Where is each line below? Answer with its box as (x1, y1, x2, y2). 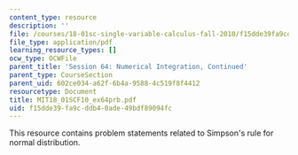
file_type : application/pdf (9, 37, 114, 47)
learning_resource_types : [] (9, 46, 117, 55)
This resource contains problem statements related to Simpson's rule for (9, 128, 274, 138)
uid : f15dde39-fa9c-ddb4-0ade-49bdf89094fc (9, 104, 173, 112)
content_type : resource (9, 12, 98, 22)
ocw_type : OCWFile (9, 54, 77, 63)
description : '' (9, 21, 69, 30)
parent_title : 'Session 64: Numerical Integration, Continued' (9, 63, 248, 72)
